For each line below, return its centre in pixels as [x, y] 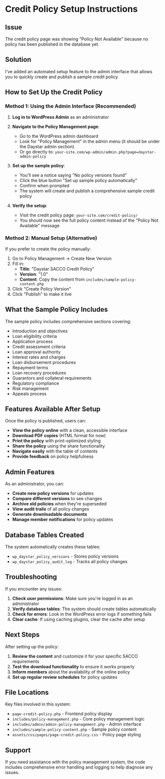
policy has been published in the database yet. [52, 44]
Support [18, 750]
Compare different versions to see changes [57, 499]
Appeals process [29, 393]
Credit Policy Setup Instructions [71, 9]
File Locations [27, 693]
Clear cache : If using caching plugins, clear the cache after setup [79, 619]
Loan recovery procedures [39, 373]
